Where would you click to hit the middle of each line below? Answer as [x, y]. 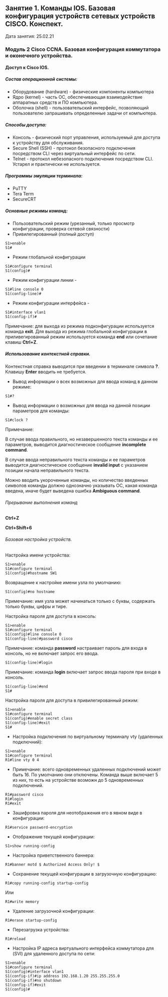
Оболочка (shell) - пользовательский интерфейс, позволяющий [80, 108]
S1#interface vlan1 [26, 313]
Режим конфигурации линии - [44, 280]
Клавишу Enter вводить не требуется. [46, 372]
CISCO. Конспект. [34, 24]
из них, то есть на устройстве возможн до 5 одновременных [78, 780]
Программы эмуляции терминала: [44, 175]
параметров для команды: [41, 411]
